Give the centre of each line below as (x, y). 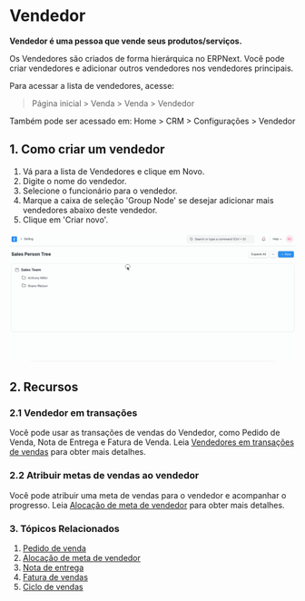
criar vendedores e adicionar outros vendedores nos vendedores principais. (152, 68)
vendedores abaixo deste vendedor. (90, 210)
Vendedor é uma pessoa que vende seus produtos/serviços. (126, 41)
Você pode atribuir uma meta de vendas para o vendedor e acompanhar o (148, 495)
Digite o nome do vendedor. (74, 181)
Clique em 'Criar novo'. (65, 220)
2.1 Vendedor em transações (74, 412)
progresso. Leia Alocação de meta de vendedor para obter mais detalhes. (147, 505)
